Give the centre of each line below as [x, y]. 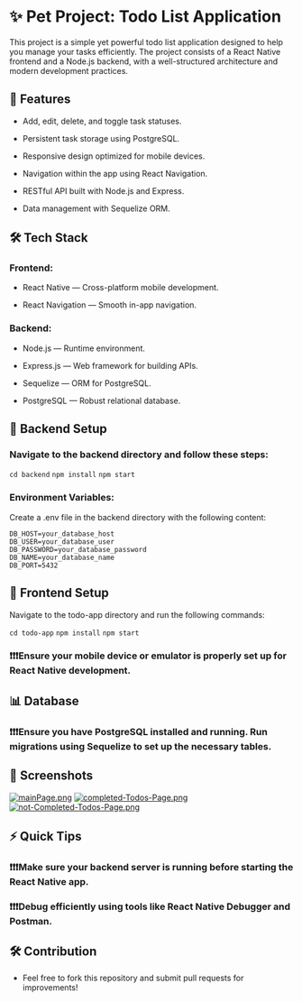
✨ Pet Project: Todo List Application [146, 17]
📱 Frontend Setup [59, 593]
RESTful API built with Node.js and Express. [103, 190]
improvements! [50, 987]
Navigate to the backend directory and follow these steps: [139, 455]
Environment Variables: [62, 498]
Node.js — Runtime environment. [84, 348]
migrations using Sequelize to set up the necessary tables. [141, 746]
